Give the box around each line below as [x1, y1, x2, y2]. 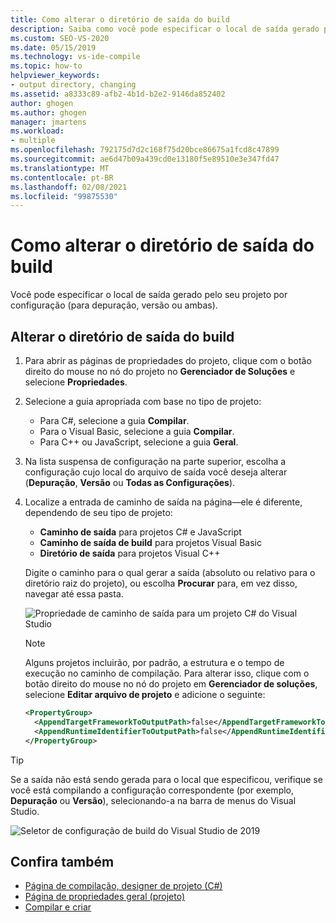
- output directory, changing [10, 80, 137, 90]
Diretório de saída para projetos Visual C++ [39, 547, 221, 559]
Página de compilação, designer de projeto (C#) [24, 880, 223, 892]
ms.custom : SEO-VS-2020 [10, 33, 110, 43]
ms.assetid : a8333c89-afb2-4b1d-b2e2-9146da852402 [10, 89, 226, 99]
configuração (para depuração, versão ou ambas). [10, 299, 218, 311]
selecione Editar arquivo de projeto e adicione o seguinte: [24, 689, 266, 700]
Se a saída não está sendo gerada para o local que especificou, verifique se [10, 773, 323, 785]
